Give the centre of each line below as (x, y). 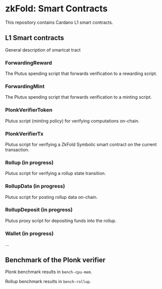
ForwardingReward (28, 62)
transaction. (17, 150)
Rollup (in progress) (29, 163)
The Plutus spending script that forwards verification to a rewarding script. (81, 74)
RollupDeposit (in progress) (39, 210)
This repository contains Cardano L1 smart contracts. (59, 22)
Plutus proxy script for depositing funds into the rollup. (61, 221)
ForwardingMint (25, 86)
